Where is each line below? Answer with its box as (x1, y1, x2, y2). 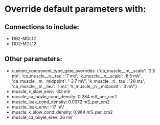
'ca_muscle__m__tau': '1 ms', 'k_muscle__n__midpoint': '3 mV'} (11, 83, 137, 89)
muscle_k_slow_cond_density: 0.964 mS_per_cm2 (11, 109, 113, 115)
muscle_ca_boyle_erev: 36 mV (11, 114, 73, 120)
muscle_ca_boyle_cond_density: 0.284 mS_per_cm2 (11, 93, 117, 99)
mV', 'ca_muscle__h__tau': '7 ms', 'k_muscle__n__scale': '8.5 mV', (11, 73, 142, 79)
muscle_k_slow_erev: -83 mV (11, 89, 70, 94)
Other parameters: (4, 55, 63, 63)
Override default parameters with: (4, 3, 146, 15)
